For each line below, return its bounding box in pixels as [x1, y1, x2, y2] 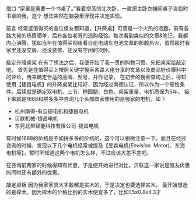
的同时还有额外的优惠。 [6, 169, 62, 176]
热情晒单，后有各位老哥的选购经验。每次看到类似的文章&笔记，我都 [26, 32, 188, 39]
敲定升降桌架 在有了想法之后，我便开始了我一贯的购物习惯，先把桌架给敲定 [6, 59, 187, 66]
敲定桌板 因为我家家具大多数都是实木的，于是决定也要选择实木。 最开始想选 [6, 181, 188, 188]
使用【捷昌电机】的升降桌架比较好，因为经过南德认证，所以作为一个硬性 [6, 81, 180, 87]
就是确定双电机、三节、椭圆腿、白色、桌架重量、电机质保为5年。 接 [26, 88, 190, 95]
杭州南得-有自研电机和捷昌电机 [14, 108, 89, 115]
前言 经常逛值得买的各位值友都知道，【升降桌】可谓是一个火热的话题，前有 [6, 25, 184, 31]
